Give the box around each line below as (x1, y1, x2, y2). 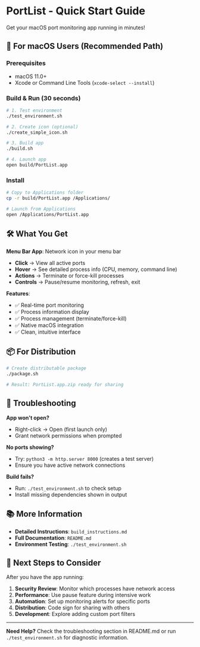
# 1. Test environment (6, 107, 62, 113)
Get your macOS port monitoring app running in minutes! (6, 24, 146, 31)
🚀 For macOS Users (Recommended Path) (6, 41, 164, 51)
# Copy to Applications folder (6, 190, 84, 196)
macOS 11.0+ (14, 73, 47, 80)
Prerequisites (6, 59, 46, 67)
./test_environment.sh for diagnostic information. (6, 634, 129, 641)
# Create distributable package (6, 365, 86, 371)
